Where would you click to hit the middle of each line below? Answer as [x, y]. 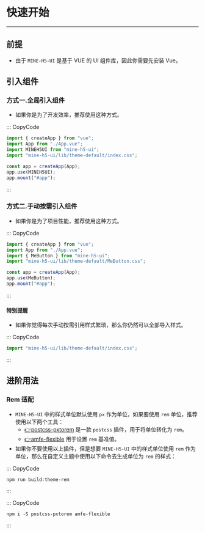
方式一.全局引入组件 [36, 100]
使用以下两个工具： [39, 422]
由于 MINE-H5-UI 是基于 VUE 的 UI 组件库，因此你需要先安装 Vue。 [98, 60]
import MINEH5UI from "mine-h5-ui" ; [53, 150]
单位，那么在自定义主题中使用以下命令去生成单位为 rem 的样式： [96, 456]
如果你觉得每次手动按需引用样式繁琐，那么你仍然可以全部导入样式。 [101, 325]
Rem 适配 [20, 400]
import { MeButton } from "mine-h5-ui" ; [59, 255]
